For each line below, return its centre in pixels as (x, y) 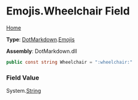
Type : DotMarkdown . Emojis (40, 39)
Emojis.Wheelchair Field (68, 11)
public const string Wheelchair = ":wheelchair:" (70, 62)
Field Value (23, 78)
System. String (24, 91)
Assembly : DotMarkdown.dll (42, 51)
